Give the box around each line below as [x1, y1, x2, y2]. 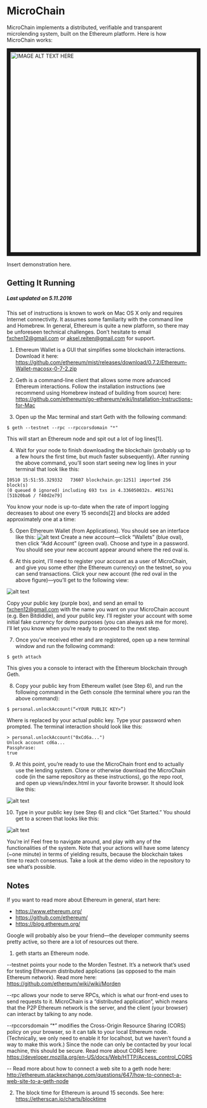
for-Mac [15, 402, 35, 409]
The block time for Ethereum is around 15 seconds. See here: [15, 1089, 164, 1096]
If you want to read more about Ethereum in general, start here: [7, 896, 161, 903]
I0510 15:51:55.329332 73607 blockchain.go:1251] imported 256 [7, 477, 171, 483]
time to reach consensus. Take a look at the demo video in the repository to [7, 857, 191, 864]
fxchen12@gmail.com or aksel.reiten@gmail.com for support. [7, 335, 156, 342]
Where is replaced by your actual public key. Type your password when [7, 717, 181, 724]
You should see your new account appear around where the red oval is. [15, 546, 190, 553]
